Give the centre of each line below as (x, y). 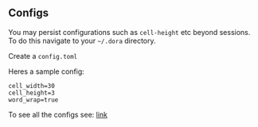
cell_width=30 (32, 86)
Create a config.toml (43, 56)
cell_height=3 (32, 93)
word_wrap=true (33, 100)
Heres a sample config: (47, 71)
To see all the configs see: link (58, 114)
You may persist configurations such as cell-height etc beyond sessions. (129, 32)
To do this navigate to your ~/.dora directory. (82, 40)
